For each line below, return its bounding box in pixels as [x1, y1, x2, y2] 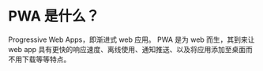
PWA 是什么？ [8, 7, 100, 25]
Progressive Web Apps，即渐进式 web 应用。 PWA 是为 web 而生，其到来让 [8, 35, 255, 44]
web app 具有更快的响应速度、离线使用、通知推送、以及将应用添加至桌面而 [8, 44, 253, 54]
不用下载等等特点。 [8, 54, 71, 64]
